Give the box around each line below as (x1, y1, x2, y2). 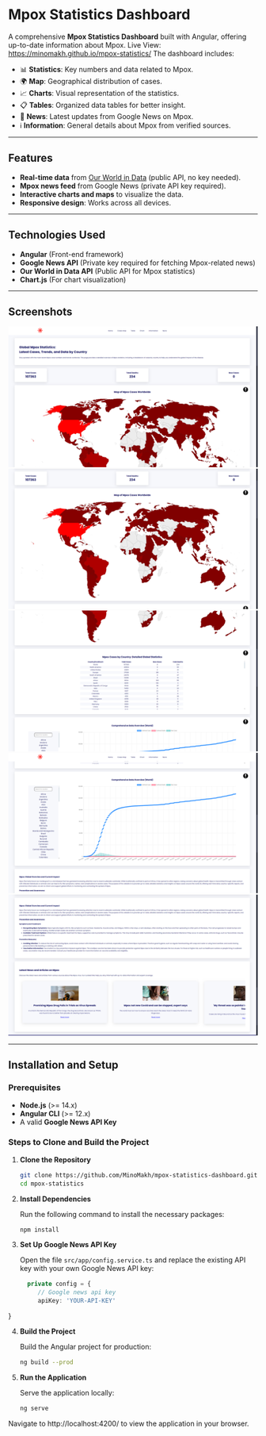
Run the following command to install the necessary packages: (19, 1209, 225, 1219)
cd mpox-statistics (19, 1180, 85, 1188)
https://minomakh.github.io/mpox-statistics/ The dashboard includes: (8, 48, 235, 58)
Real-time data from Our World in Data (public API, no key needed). (19, 172, 241, 182)
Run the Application (19, 1373, 87, 1382)
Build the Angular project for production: (19, 1342, 152, 1352)
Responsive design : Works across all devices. (19, 198, 172, 207)
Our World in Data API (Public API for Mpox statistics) (19, 266, 196, 275)
